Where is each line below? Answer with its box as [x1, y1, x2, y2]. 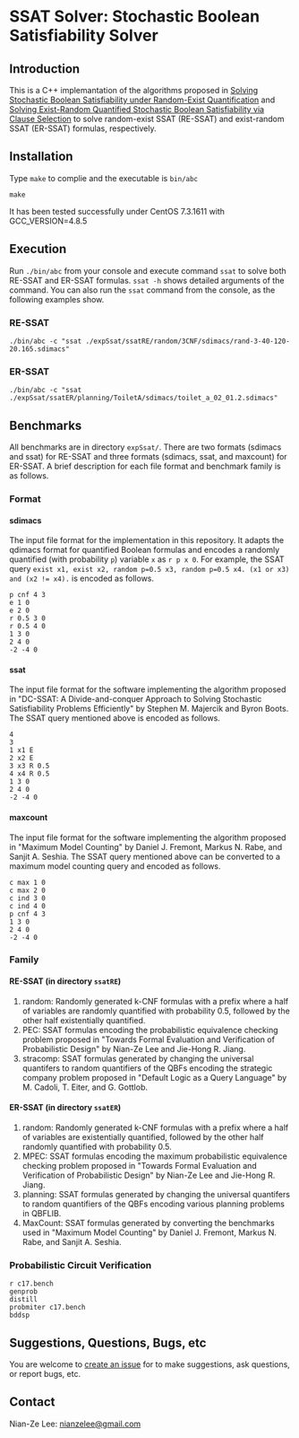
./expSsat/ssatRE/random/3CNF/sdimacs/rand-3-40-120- [85, 337, 291, 346]
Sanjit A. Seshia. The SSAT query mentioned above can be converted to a [9, 851, 280, 862]
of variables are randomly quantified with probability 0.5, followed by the [21, 1005, 291, 1016]
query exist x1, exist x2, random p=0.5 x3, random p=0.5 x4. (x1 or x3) [9, 564, 290, 574]
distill [9, 1295, 38, 1304]
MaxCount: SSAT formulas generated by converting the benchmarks [21, 1217, 275, 1228]
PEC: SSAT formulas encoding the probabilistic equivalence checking [21, 1024, 279, 1035]
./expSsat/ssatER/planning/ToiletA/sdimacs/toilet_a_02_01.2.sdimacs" [9, 393, 278, 403]
